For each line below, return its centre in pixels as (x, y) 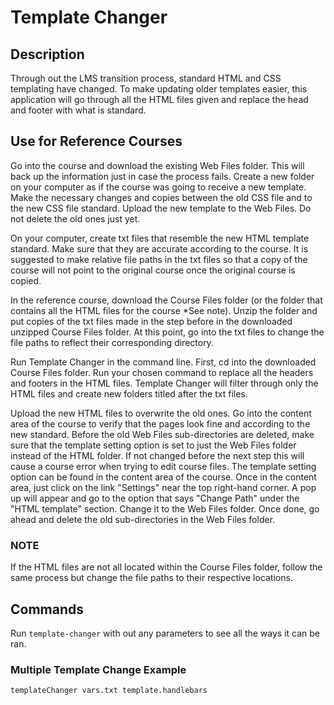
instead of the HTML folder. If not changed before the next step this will (157, 455)
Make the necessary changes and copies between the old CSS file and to (161, 197)
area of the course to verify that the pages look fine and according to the (160, 423)
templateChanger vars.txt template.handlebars (109, 691)
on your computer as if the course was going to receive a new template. (158, 187)
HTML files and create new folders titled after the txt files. (129, 393)
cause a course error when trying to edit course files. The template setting (163, 466)
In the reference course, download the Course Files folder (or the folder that (166, 300)
